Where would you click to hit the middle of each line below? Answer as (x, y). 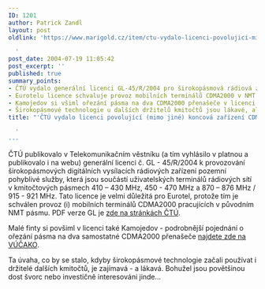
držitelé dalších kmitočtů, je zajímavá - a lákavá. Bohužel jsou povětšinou (127, 268)
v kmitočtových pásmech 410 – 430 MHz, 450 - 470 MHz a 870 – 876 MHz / (132, 187)
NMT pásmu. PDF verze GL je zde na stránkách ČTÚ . (95, 213)
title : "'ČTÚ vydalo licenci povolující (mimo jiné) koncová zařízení (127, 118)
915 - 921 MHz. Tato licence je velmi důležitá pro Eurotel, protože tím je (123, 196)
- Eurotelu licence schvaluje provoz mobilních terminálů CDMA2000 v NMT (132, 95)
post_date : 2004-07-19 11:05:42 (61, 59)
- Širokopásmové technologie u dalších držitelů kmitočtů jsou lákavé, (128, 110)
